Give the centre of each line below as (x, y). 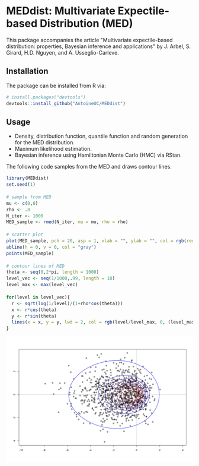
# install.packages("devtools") (46, 97)
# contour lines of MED (36, 266)
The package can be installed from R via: (56, 85)
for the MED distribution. (45, 142)
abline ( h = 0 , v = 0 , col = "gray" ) (51, 247)
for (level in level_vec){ (38, 297)
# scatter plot (25, 235)
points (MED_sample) (30, 253)
